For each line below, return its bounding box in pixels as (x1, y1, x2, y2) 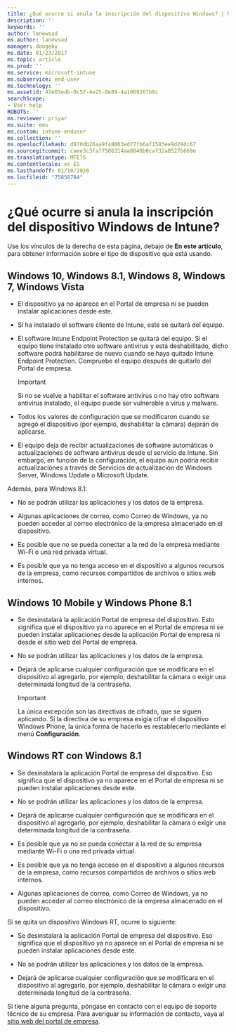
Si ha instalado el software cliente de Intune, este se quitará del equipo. (17, 321, 225, 329)
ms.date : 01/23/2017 (7, 50, 68, 57)
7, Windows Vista (7, 280, 85, 292)
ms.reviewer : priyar (7, 115, 68, 122)
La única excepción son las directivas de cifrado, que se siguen (17, 707, 202, 716)
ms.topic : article (7, 56, 61, 63)
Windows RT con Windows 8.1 (7, 750, 142, 762)
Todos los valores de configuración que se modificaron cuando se (17, 413, 209, 421)
